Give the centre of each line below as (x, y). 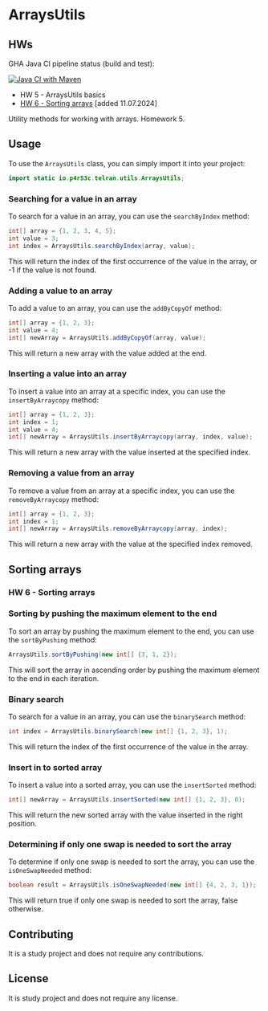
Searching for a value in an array (73, 198)
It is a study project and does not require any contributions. (106, 954)
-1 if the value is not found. (53, 270)
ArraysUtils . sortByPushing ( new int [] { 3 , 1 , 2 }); (93, 654)
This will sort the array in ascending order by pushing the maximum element (134, 670)
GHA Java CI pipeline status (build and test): (81, 63)
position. (23, 824)
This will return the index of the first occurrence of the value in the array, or (133, 261)
